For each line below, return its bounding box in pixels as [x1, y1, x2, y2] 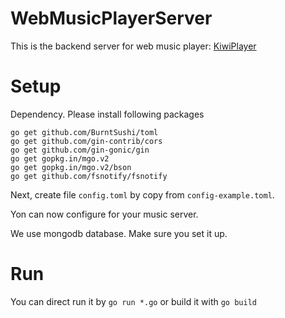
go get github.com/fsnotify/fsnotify [10, 171, 168, 181]
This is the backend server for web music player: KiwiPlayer [10, 40, 257, 52]
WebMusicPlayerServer [10, 7, 213, 30]
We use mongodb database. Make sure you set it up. [10, 227, 228, 239]
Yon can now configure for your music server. [10, 208, 199, 220]
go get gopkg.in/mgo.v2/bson [10, 162, 132, 172]
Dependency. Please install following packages [10, 108, 205, 120]
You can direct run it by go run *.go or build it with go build [10, 295, 257, 307]
